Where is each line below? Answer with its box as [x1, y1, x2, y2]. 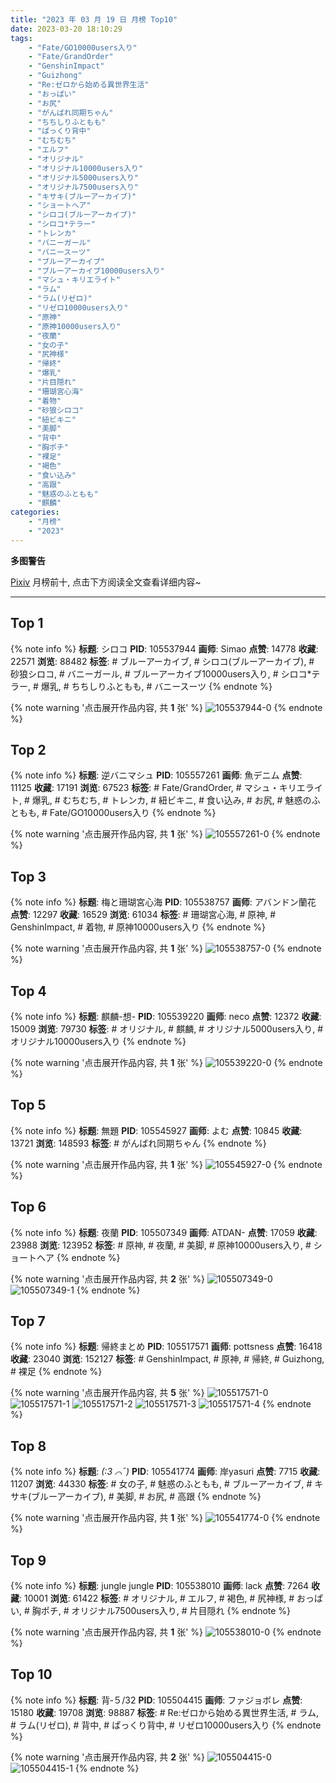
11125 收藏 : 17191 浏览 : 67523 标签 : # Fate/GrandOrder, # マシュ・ [10, 782, 280, 794]
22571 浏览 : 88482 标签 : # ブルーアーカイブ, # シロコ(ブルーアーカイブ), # [10, 655, 315, 667]
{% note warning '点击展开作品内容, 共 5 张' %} [10, 1387, 205, 1399]
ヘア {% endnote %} [36, 1251, 121, 1263]
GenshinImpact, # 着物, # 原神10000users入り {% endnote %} [10, 921, 266, 933]
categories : [10, 507, 60, 518]
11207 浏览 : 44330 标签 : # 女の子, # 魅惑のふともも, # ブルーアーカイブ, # [10, 1478, 313, 1490]
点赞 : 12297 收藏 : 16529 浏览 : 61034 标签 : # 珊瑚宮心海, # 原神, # [10, 909, 277, 921]
